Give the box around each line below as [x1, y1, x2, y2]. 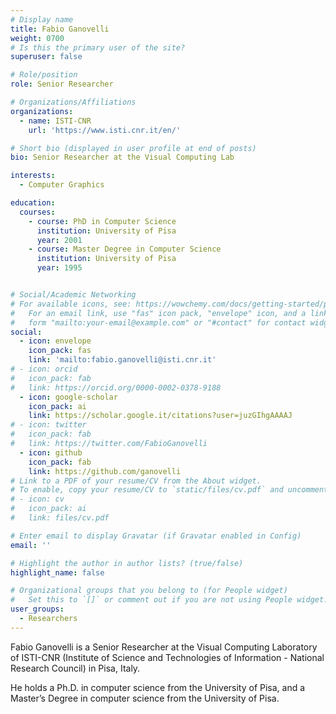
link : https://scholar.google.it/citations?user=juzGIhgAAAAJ [28, 411, 293, 421]
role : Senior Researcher [10, 79, 114, 90]
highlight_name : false [10, 567, 105, 578]
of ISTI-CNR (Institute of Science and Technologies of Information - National [10, 651, 325, 663]
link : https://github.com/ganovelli [28, 466, 182, 476]
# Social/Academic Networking [10, 290, 137, 300]
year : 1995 [36, 263, 83, 273]
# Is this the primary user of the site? [10, 42, 186, 53]
